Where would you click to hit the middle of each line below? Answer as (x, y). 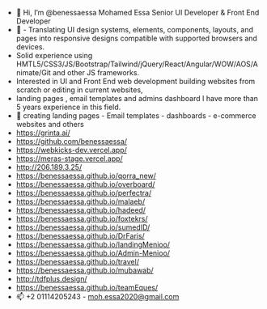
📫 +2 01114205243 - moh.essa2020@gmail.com (97, 296)
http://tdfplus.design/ (51, 279)
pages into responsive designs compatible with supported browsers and (136, 38)
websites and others (50, 124)
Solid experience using (54, 55)
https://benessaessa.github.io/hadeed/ (81, 210)
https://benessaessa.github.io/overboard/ (85, 184)
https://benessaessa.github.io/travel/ (78, 262)
